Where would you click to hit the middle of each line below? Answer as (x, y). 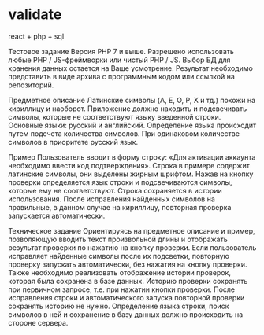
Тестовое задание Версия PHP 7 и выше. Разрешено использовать (121, 51)
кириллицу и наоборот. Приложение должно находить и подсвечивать (127, 109)
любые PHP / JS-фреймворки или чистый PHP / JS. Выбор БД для (119, 60)
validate (35, 15)
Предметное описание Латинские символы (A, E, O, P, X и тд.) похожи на (132, 100)
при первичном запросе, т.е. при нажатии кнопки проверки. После (122, 289)
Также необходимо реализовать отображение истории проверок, (119, 272)
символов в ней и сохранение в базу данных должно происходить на (126, 314)
